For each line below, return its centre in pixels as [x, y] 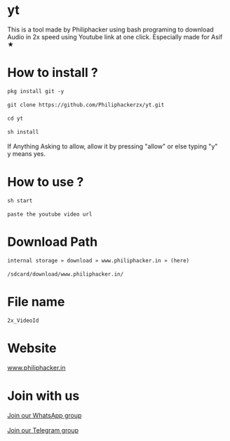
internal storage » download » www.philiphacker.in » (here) [99, 260]
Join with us [43, 396]
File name [36, 301]
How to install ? [53, 73]
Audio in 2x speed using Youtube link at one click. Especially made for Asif [115, 36]
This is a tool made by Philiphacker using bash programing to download [110, 29]
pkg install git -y [36, 91]
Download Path [53, 242]
